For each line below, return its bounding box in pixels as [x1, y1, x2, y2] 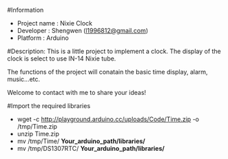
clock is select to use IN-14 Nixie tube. [7, 54, 116, 63]
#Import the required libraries [7, 102, 91, 109]
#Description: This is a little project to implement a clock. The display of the [7, 47, 222, 55]
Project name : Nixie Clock [17, 19, 93, 27]
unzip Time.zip [17, 130, 60, 138]
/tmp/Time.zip [17, 123, 57, 130]
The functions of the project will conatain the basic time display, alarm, [7, 68, 208, 76]
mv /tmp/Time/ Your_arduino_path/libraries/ [17, 137, 146, 145]
